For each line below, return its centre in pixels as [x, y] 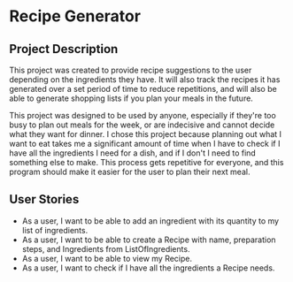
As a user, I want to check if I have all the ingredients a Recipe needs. [148, 268]
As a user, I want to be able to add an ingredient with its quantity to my [150, 221]
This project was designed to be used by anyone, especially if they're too [143, 115]
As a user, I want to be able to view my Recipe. [107, 258]
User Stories [44, 199]
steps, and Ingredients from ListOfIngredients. [106, 248]
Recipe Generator [75, 16]
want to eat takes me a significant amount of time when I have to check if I [145, 144]
